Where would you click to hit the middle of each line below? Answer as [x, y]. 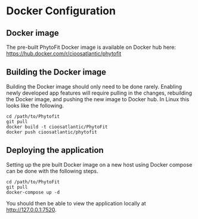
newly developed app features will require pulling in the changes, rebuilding [99, 93]
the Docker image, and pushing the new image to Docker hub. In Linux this [98, 99]
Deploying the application [55, 150]
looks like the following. [35, 105]
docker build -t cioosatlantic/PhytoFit [57, 127]
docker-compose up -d [33, 192]
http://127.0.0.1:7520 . [31, 209]
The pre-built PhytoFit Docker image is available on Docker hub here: [91, 47]
